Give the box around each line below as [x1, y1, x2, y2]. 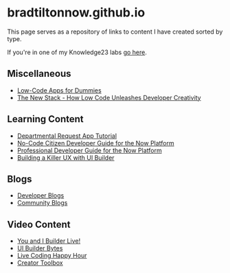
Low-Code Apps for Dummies [16, 86, 102, 94]
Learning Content [7, 113, 84, 125]
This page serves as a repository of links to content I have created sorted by [7, 27, 223, 36]
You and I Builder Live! [16, 237, 81, 245]
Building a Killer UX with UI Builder [16, 153, 115, 162]
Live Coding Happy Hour [16, 252, 87, 260]
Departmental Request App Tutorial [16, 132, 117, 140]
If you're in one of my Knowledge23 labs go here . [7, 48, 148, 56]
